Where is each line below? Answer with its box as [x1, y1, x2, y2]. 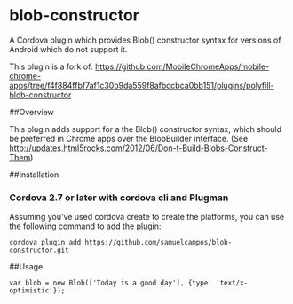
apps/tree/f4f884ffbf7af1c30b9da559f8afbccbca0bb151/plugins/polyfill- [9, 80, 274, 90]
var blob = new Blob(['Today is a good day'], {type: [9, 278, 213, 288]
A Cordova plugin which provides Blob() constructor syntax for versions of [9, 35, 281, 45]
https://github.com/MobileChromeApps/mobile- [94, 61, 270, 72]
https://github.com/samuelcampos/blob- [84, 238, 233, 247]
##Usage [9, 261, 44, 272]
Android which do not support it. [9, 43, 128, 54]
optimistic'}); [9, 286, 66, 295]
